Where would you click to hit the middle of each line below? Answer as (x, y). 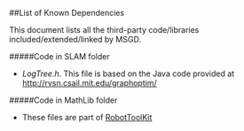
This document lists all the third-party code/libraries (104, 30)
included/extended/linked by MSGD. (75, 39)
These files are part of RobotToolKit (87, 117)
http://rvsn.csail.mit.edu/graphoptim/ (89, 83)
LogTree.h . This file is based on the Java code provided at (128, 73)
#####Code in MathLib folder (63, 100)
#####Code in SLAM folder (59, 56)
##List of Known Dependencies (67, 13)
